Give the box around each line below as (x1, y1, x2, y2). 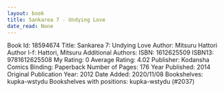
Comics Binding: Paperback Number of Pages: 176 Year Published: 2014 (7, 63, 211, 72)
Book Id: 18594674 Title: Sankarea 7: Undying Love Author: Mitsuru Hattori (7, 42, 218, 50)
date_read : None (7, 22, 53, 29)
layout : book (7, 10, 45, 17)
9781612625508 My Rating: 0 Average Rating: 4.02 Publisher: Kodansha (7, 56, 210, 64)
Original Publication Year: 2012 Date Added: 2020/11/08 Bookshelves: (7, 70, 203, 78)
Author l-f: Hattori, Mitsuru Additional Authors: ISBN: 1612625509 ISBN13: (7, 48, 214, 57)
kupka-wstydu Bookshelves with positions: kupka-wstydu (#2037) (7, 78, 195, 86)
